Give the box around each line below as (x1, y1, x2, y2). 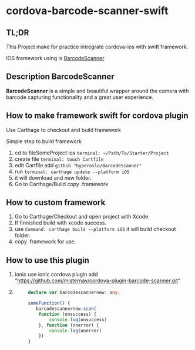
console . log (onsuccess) (49, 316, 107, 322)
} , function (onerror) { (38, 322, 99, 328)
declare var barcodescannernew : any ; (28, 290, 120, 296)
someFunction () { (28, 301, 70, 306)
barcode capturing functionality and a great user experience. (6, 93, 154, 101)
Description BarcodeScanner (6, 72, 115, 82)
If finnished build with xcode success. (14, 219, 107, 226)
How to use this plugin (6, 255, 90, 265)
